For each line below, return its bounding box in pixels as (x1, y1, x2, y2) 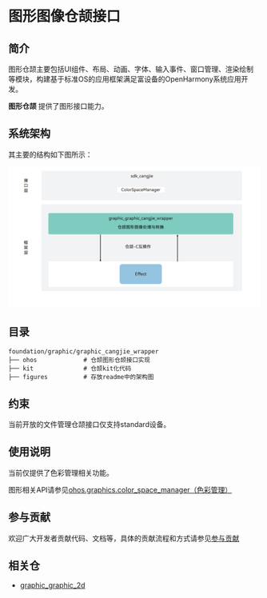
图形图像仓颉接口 (8, 7, 122, 26)
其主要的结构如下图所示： (8, 149, 93, 159)
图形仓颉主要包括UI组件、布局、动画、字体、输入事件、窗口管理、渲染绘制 (8, 65, 254, 74)
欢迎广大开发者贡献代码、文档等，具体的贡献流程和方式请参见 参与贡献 (8, 533, 240, 543)
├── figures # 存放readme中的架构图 (8, 373, 154, 381)
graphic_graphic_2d (19, 580, 86, 590)
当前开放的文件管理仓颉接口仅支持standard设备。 (8, 419, 171, 429)
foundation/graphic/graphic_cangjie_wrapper (8, 348, 159, 356)
